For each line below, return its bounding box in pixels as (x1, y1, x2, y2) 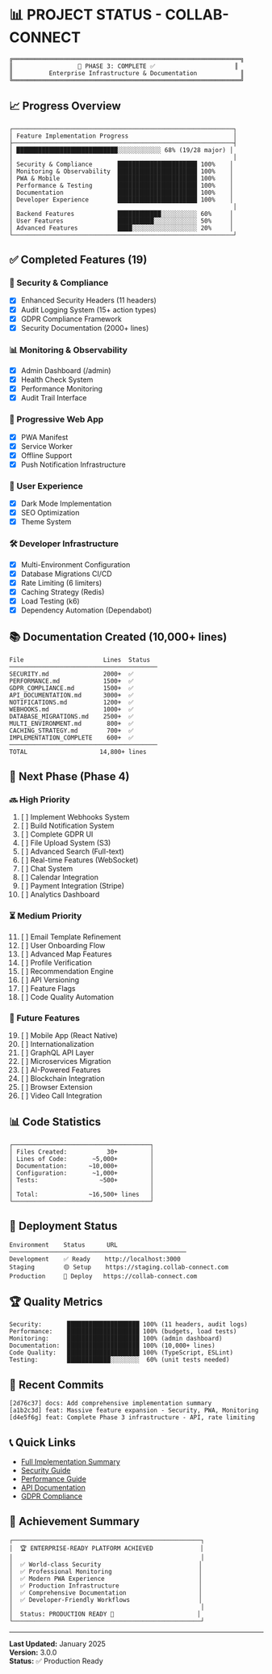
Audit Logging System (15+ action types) (20, 304, 157, 315)
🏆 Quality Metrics (9, 1295, 103, 1309)
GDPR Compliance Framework (20, 314, 122, 324)
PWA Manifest (20, 432, 69, 442)
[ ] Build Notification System (20, 821, 115, 831)
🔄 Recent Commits (9, 1378, 104, 1392)
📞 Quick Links (9, 1435, 76, 1449)
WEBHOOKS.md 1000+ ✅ (9, 705, 134, 714)
